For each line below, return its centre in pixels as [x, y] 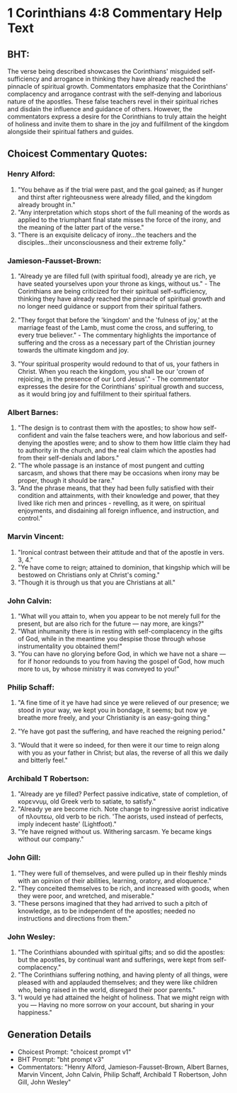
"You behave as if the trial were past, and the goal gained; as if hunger [120, 189]
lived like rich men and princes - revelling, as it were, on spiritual [111, 503]
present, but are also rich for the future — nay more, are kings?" [111, 623]
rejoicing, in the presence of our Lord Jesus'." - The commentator [113, 379]
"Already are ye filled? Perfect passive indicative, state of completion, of [123, 794]
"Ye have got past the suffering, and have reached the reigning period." [122, 731]
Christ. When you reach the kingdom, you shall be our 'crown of [111, 371]
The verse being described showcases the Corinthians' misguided [104, 71]
